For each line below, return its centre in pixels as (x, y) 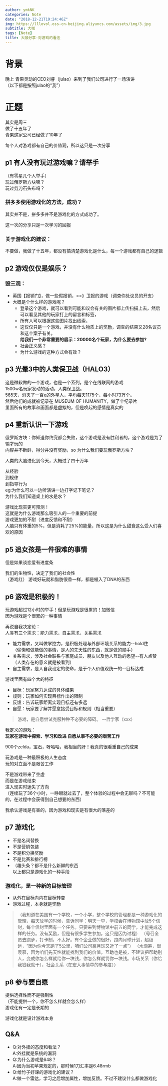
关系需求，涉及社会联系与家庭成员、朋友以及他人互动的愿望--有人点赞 (84, 656)
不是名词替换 (25, 840)
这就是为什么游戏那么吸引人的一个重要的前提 (51, 513)
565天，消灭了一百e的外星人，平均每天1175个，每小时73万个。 (70, 395)
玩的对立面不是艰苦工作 (29, 764)
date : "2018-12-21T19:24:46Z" (37, 19)
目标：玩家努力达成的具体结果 (43, 690)
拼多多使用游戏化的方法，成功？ (44, 202)
